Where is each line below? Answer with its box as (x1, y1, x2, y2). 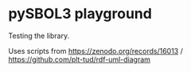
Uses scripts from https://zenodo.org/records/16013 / (8, 46, 183, 55)
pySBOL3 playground (8, 5, 153, 23)
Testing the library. (8, 31, 70, 40)
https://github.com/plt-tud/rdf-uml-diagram (8, 55, 151, 64)
